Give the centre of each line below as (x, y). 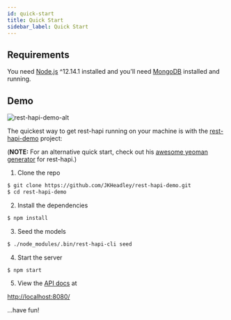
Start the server (40, 257)
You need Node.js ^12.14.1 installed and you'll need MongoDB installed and (114, 72)
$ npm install (28, 218)
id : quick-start (31, 14)
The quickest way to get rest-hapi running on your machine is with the (108, 131)
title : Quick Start (35, 20)
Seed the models (41, 231)
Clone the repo (39, 173)
